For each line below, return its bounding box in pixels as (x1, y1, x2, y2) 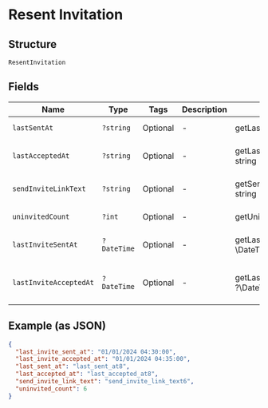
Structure (8, 38, 57, 51)
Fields (8, 80, 40, 93)
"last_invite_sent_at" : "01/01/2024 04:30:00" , (15, 347, 177, 356)
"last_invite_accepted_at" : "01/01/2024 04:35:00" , (15, 355, 191, 363)
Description (182, 104, 227, 115)
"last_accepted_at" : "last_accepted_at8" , (15, 370, 159, 378)
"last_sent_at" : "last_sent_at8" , (15, 362, 130, 370)
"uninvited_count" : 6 (15, 385, 88, 393)
